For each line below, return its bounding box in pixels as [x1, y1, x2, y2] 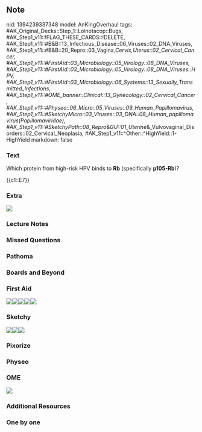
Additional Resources [6, 402, 71, 410]
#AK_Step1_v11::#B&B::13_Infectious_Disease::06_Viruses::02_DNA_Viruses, [6, 40, 193, 47]
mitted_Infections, [6, 84, 51, 92]
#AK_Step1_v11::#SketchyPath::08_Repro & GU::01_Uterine [6, 123, 147, 130]
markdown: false [31, 136, 73, 143]
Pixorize [6, 341, 31, 349]
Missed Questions [6, 236, 61, 245]
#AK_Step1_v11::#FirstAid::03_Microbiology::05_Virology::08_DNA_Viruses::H [6, 66, 196, 73]
